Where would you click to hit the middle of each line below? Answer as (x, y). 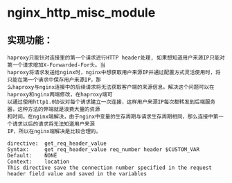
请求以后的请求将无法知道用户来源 (54, 124)
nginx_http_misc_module (81, 13)
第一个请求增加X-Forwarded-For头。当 (56, 65)
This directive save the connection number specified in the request (110, 168)
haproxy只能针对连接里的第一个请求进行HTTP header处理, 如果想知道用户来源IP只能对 (116, 58)
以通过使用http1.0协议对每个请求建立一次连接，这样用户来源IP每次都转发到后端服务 (111, 102)
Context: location (38, 162)
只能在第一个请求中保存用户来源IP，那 (54, 80)
